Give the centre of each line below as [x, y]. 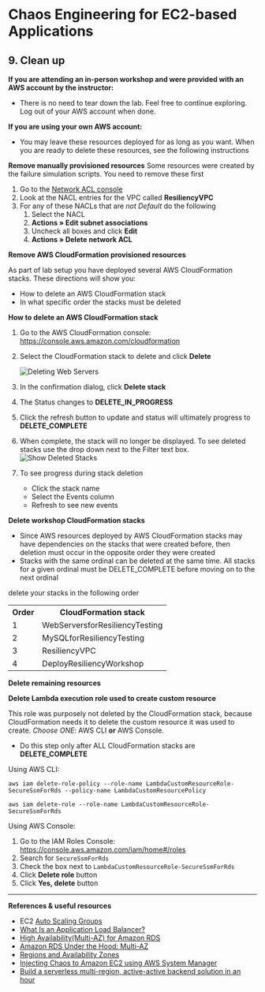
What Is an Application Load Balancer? [82, 929]
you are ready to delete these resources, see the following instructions [134, 150]
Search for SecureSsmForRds [64, 858]
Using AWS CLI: [34, 769]
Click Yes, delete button [59, 883]
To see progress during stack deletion [81, 473]
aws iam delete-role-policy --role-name [76, 784]
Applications [51, 31]
